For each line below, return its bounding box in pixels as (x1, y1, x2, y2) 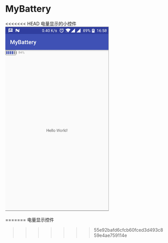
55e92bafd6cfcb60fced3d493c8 (94, 227, 163, 233)
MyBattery (5, 3, 51, 15)
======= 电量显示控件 (5, 217, 54, 223)
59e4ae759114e (94, 232, 127, 238)
